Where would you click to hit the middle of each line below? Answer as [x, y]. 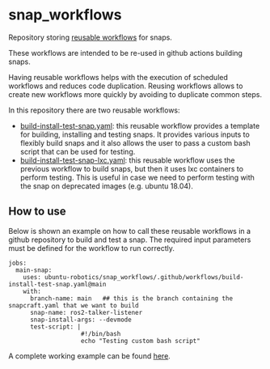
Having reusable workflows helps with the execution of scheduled [118, 77]
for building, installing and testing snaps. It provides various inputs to [135, 134]
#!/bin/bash [101, 333]
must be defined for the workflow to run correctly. [92, 248]
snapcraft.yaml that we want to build [74, 305]
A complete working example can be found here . [90, 356]
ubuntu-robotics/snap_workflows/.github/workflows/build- [144, 277]
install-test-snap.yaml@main [57, 284]
